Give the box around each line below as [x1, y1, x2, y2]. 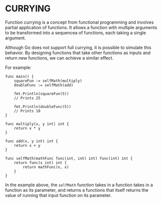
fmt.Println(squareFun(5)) [14, 91, 69, 96]
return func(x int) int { [14, 160, 67, 165]
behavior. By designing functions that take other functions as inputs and [5, 50, 151, 56]
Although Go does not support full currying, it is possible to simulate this [5, 44, 152, 50]
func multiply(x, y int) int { [5, 121, 69, 126]
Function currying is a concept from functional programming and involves [5, 19, 154, 25]
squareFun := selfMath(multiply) [14, 78, 82, 83]
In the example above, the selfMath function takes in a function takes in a [5, 182, 153, 188]
